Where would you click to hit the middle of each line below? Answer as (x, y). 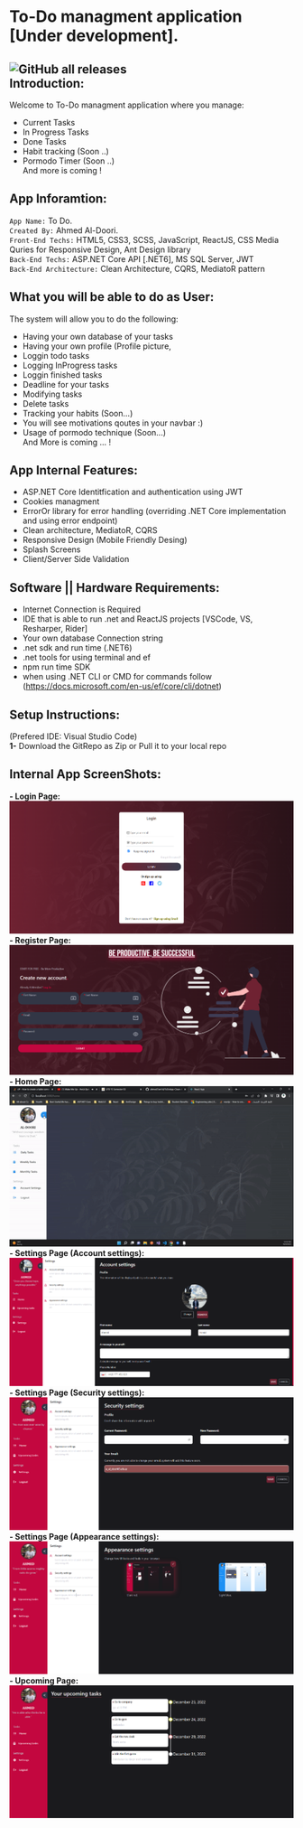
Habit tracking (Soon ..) (66, 151)
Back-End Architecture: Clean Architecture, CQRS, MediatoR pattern (138, 268)
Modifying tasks (52, 394)
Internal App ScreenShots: (85, 774)
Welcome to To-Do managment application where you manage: (127, 105)
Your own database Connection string (93, 638)
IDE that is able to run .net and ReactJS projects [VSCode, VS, (138, 619)
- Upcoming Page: (44, 1681)
